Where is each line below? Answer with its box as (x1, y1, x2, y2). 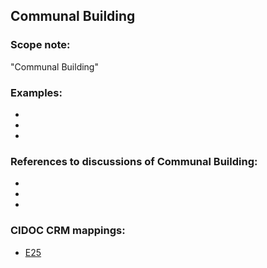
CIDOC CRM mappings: (10, 224, 126, 238)
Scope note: (10, 38, 71, 52)
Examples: (10, 85, 63, 99)
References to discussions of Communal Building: (10, 154, 258, 168)
